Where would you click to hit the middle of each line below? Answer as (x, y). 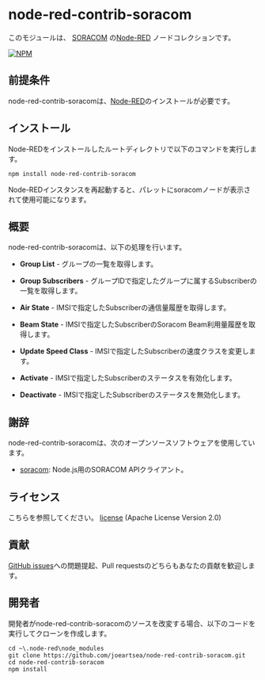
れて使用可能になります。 (49, 199)
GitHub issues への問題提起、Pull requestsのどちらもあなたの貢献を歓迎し (128, 565)
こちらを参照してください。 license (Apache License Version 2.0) (115, 518)
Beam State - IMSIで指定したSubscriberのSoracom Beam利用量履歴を (134, 325)
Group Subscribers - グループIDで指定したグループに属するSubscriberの (138, 281)
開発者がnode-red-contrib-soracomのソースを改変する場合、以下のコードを (132, 623)
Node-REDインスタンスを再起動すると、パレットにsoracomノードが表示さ (130, 189)
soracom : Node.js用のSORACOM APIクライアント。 (104, 470)
